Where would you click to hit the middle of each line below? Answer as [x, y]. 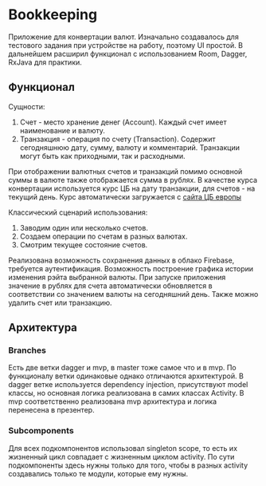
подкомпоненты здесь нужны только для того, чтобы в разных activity [128, 465]
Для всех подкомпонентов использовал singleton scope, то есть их [123, 448]
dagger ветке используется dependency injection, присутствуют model [128, 385]
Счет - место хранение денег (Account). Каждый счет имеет [123, 122]
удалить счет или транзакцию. [61, 302]
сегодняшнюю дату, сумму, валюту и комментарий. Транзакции [130, 147]
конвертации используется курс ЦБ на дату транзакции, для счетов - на [132, 188]
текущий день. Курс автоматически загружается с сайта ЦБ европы [125, 196]
